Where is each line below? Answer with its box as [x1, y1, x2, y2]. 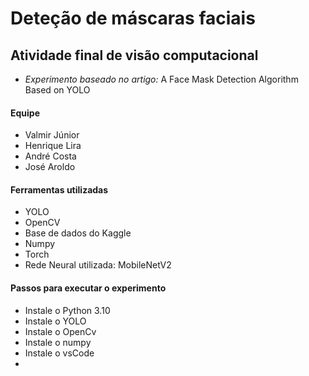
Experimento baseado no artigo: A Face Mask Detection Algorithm [24, 73, 299, 85]
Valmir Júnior [24, 129, 80, 141]
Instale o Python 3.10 [24, 304, 111, 316]
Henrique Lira [24, 140, 82, 152]
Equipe [10, 107, 41, 119]
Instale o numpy [24, 336, 92, 348]
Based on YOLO [24, 84, 91, 96]
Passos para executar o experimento [10, 282, 167, 294]
